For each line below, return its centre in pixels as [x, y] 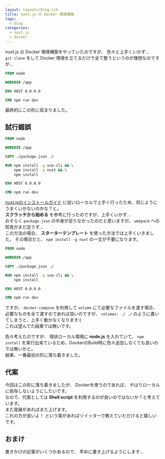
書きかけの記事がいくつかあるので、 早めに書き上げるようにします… [74, 452]
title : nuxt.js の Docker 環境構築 [40, 14]
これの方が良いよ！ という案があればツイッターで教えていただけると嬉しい [81, 416]
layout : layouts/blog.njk [32, 10]
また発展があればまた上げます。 [37, 410]
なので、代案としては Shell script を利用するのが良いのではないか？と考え [81, 397]
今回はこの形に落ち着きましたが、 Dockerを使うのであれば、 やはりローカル [82, 385]
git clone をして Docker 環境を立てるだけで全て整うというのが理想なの [78, 58]
